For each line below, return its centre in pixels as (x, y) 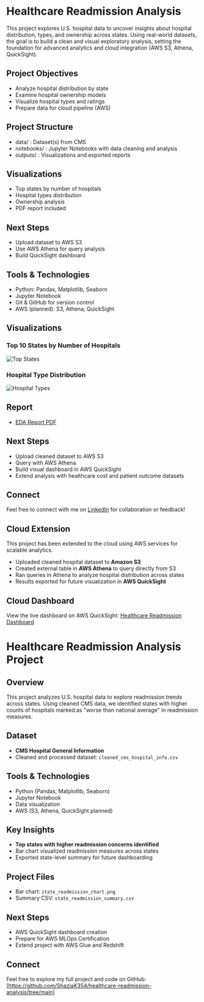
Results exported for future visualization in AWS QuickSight (90, 582)
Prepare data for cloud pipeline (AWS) (63, 108)
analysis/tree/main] (31, 992)
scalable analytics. (30, 550)
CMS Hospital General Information (60, 750)
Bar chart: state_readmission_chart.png (65, 892)
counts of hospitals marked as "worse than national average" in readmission (102, 710)
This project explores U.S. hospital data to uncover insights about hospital (99, 28)
